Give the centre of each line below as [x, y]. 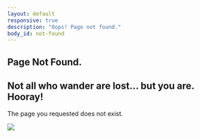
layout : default [31, 14]
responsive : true [33, 20]
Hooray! [25, 97]
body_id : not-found [36, 33]
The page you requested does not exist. [65, 114]
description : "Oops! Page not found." [64, 27]
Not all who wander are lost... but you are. [101, 86]
